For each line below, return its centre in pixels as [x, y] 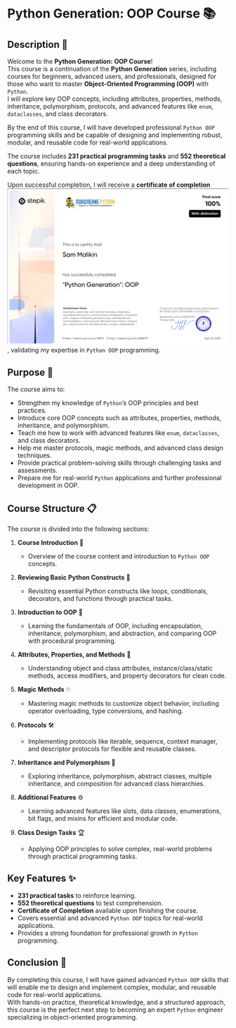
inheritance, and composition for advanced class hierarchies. [116, 783]
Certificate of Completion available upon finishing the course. [108, 910]
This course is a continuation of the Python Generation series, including [112, 69]
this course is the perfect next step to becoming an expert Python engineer [115, 1010]
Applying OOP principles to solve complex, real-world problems [120, 849]
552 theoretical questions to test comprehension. [90, 902]
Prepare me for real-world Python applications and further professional [119, 478]
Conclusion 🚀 [37, 963]
